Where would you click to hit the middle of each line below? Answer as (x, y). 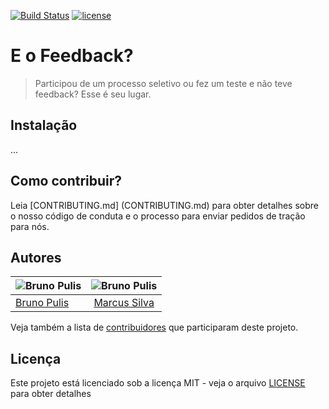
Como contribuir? (66, 181)
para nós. (30, 226)
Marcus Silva (124, 303)
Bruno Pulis (42, 303)
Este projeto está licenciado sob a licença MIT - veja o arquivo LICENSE (158, 383)
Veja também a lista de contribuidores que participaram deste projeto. (154, 327)
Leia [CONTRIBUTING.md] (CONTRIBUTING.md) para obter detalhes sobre (164, 205)
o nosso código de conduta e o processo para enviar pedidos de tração (158, 216)
